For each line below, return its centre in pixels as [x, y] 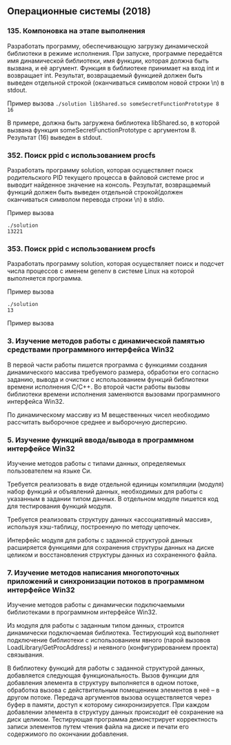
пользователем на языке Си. [49, 471]
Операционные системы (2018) [79, 11]
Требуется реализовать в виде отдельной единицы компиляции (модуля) [115, 484]
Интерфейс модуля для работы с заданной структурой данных [100, 540]
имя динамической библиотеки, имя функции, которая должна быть [108, 61]
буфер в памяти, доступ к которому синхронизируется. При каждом [108, 705]
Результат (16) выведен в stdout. [55, 137]
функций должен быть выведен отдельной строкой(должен [95, 192]
